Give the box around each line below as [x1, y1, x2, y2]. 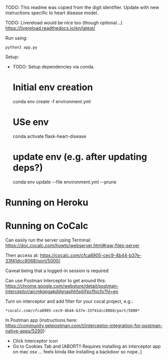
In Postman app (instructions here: [5, 317, 78, 323]
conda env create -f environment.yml [12, 98, 91, 104]
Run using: [5, 35, 28, 41]
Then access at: [5, 252, 39, 258]
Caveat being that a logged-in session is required [5, 268, 109, 274]
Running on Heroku [5, 197, 89, 208]
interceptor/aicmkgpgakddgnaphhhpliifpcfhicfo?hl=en [5, 288, 119, 294]
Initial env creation [12, 82, 93, 93]
